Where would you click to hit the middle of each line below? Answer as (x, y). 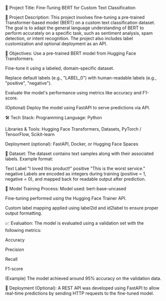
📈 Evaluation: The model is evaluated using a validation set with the (75, 223)
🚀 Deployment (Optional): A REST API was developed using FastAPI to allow (82, 288)
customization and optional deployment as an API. (56, 44)
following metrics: (23, 230)
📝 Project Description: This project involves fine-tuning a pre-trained (75, 17)
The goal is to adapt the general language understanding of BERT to (75, 28)
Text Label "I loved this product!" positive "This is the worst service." (75, 168)
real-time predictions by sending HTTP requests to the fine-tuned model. (80, 293)
